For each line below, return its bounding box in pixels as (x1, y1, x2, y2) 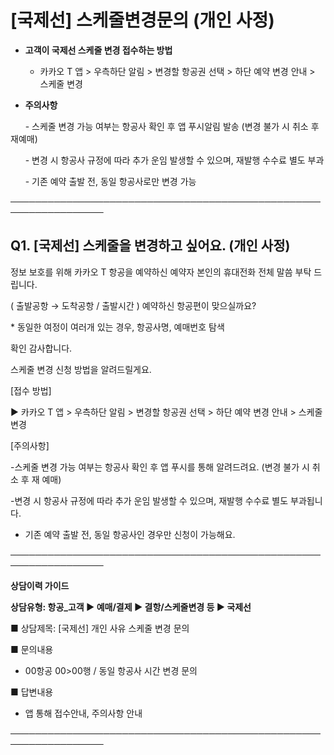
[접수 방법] (10, 384, 52, 396)
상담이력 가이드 (10, 579, 70, 591)
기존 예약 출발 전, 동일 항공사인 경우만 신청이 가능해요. (24, 528, 236, 540)
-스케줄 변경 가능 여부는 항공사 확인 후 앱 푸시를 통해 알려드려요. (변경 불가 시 (10, 461, 310, 473)
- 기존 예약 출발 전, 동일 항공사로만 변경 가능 (24, 175, 197, 187)
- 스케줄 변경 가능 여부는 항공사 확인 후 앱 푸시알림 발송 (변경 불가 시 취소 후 (24, 120, 320, 132)
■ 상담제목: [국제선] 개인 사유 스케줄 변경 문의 (10, 622, 190, 634)
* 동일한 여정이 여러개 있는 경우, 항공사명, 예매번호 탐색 (10, 321, 225, 333)
